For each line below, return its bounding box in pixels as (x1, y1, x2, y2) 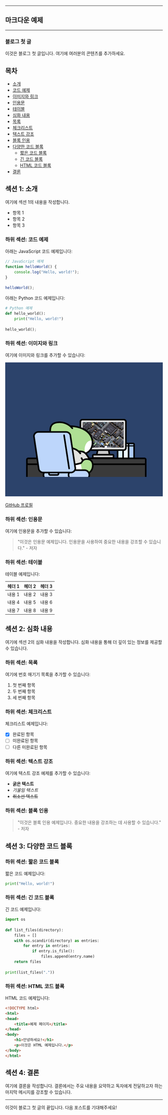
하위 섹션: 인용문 (5, 515, 42, 522)
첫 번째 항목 (12, 682, 36, 688)
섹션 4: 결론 (5, 1068, 39, 1077)
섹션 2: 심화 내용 (5, 625, 53, 633)
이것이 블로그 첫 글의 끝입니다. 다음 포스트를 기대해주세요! (5, 1104, 117, 1110)
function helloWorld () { (5, 264, 57, 269)
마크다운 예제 (5, 16, 43, 25)
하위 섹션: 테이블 (5, 559, 42, 566)
